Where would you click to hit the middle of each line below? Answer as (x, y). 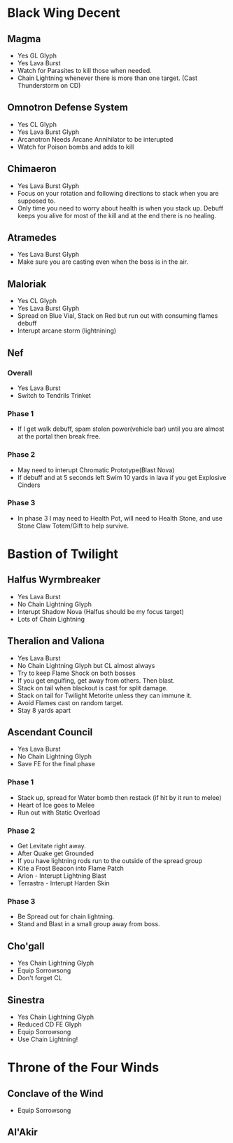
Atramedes (32, 238)
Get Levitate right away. (51, 846)
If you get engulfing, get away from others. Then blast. (96, 680)
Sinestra (26, 1000)
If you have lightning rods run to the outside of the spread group (110, 861)
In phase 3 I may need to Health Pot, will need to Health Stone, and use (120, 518)
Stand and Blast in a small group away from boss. (89, 924)
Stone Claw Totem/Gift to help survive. (73, 526)
